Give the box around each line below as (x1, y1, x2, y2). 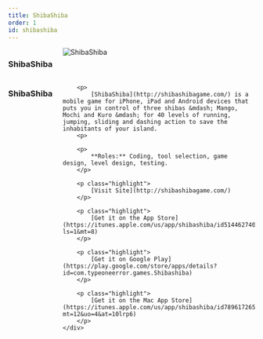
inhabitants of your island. (62, 125, 158, 133)
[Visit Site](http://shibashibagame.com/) (90, 186, 232, 195)
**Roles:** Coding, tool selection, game (90, 152, 229, 160)
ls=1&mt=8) (62, 228, 99, 235)
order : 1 (8, 19, 37, 27)
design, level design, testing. (62, 159, 168, 167)
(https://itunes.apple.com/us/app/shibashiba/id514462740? (62, 221, 260, 228)
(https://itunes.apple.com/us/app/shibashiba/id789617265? (62, 303, 260, 311)
